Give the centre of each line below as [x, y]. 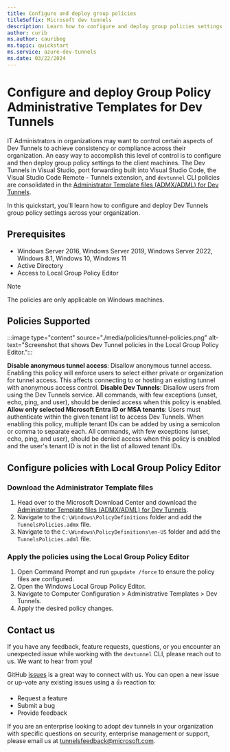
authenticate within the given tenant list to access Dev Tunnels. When [105, 417]
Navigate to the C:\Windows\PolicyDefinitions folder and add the [110, 517]
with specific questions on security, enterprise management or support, [108, 733]
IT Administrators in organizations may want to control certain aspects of [110, 140]
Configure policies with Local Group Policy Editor [114, 468]
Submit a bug [36, 706]
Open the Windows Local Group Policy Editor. [81, 587]
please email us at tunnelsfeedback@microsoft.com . [81, 741]
